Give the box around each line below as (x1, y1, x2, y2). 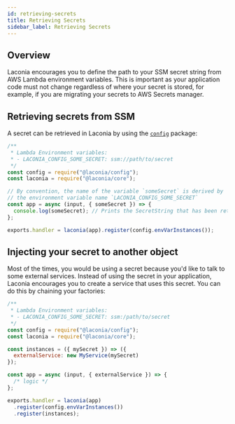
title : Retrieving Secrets (7, 17, 86, 24)
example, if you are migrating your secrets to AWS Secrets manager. (7, 90, 204, 99)
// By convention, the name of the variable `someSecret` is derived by (7, 188, 224, 195)
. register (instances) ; (13, 410, 80, 417)
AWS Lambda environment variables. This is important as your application (7, 75, 220, 84)
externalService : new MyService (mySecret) (13, 352, 139, 360)
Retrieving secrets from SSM (7, 110, 135, 123)
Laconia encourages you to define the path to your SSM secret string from (7, 68, 222, 76)
